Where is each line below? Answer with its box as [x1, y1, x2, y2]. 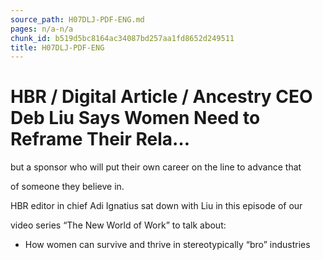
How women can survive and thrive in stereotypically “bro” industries [24, 239, 311, 251]
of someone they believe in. [10, 181, 125, 193]
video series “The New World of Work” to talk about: [10, 219, 227, 231]
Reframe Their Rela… [10, 128, 191, 151]
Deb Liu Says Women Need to [10, 107, 261, 130]
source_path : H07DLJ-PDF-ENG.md [10, 14, 145, 25]
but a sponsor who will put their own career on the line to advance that [10, 161, 302, 173]
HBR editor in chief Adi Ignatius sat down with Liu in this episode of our [10, 200, 303, 212]
